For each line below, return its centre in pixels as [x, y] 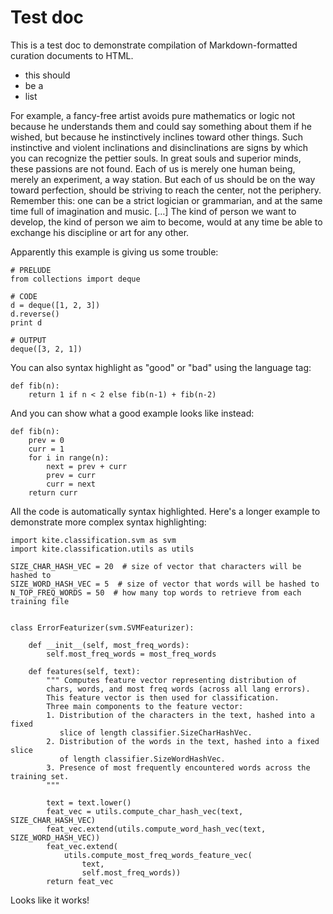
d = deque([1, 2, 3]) [55, 305]
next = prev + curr [87, 466]
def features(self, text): [84, 671]
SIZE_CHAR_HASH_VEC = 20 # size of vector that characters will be [156, 566]
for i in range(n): [69, 457]
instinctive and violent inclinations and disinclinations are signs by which [159, 147]
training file [40, 601]
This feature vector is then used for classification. [163, 697]
